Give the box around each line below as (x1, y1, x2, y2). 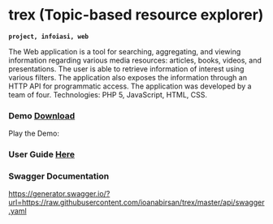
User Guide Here (8, 149, 76, 160)
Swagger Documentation (8, 170, 110, 182)
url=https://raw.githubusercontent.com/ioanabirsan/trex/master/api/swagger (8, 197, 265, 208)
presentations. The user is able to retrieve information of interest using (8, 63, 245, 74)
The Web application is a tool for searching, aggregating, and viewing (8, 46, 241, 56)
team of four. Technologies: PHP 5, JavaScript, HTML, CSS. (8, 89, 207, 99)
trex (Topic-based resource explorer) (8, 6, 264, 24)
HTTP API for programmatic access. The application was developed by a (8, 81, 252, 91)
